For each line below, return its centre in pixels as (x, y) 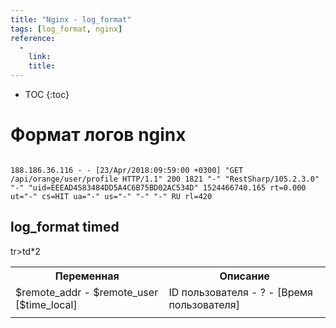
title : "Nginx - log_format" (71, 19)
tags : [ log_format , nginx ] (66, 29)
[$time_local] (46, 304)
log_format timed (65, 227)
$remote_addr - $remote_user (87, 292)
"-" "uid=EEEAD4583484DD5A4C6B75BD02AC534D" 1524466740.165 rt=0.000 (158, 187)
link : (40, 57)
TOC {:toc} (47, 94)
